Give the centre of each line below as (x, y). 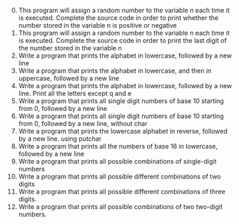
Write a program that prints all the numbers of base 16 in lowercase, (118, 146)
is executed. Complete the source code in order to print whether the (118, 18)
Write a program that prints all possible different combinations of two (119, 176)
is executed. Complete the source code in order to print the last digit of (123, 41)
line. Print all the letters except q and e (75, 93)
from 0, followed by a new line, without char (83, 123)
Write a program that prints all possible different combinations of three (122, 192)
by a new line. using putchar (60, 139)
